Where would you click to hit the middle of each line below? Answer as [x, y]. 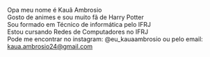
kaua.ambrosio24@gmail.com [50, 46]
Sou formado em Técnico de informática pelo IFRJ [79, 24]
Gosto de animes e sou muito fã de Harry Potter [75, 17]
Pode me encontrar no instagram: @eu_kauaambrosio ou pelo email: [105, 39]
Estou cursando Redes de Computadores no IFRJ [78, 32]
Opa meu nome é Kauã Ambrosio [55, 10]
